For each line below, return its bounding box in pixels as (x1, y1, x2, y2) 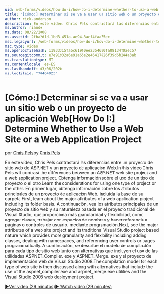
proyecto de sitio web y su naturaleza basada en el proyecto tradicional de (5, 206, 155, 212)
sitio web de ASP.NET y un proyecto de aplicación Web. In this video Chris (5, 165, 154, 171)
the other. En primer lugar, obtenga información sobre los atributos (5, 185, 139, 191)
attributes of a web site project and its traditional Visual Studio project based (5, 227, 159, 233)
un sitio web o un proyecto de (5, 102, 127, 114)
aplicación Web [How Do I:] (5, 113, 116, 124)
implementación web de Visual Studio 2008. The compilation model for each (5, 258, 158, 264)
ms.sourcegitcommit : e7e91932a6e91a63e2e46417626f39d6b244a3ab (5, 52, 137, 58)
